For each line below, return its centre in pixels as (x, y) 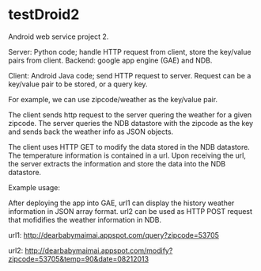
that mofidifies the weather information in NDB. (85, 219)
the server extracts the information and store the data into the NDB (117, 163)
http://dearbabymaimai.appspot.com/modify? (99, 250)
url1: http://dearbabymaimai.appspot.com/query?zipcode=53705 (114, 235)
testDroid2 (44, 15)
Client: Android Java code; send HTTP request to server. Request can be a (130, 75)
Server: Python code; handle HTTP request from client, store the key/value (130, 52)
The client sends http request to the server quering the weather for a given (130, 115)
